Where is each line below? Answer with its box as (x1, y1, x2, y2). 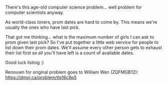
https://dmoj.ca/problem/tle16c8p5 (5, 75, 77, 80)
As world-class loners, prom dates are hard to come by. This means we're (5, 19, 157, 25)
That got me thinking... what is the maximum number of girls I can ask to (5, 34, 154, 40)
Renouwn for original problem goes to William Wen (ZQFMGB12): (5, 69, 138, 75)
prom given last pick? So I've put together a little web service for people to (5, 39, 159, 45)
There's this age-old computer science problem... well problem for (5, 4, 142, 10)
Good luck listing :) (5, 60, 44, 65)
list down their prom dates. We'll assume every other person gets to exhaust (5, 45, 162, 50)
